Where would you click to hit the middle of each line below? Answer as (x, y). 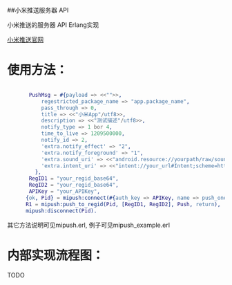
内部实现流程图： (56, 255)
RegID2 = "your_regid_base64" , (74, 185)
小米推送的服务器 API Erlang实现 (53, 25)
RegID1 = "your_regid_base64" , (74, 178)
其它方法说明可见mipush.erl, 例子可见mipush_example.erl (89, 225)
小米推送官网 (25, 39)
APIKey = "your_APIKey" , (64, 192)
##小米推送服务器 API (38, 10)
